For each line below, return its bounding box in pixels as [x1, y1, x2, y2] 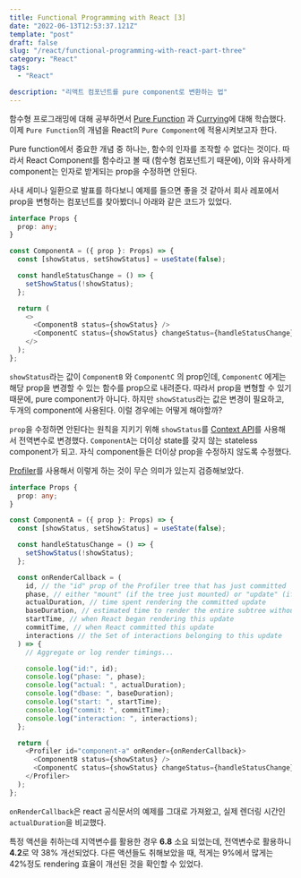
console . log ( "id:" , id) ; [25, 664, 118, 673]
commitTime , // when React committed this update [25, 623, 215, 632]
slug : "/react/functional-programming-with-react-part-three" [9, 47, 246, 55]
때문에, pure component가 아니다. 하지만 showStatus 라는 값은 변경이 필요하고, [9, 393, 285, 404]
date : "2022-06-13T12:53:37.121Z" [9, 21, 139, 30]
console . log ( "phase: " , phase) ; [25, 672, 146, 681]
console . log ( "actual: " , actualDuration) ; [25, 681, 186, 690]
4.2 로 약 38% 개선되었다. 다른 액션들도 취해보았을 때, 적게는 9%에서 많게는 [9, 847, 274, 857]
